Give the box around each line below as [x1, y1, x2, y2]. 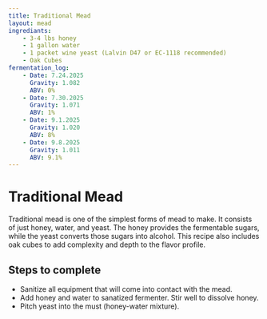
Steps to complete [8, 263, 102, 277]
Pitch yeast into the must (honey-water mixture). [19, 301, 180, 311]
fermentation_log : [8, 64, 70, 72]
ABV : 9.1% [29, 153, 62, 161]
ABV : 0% [29, 86, 56, 95]
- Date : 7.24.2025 [22, 71, 84, 79]
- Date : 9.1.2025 [22, 116, 81, 124]
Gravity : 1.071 [29, 101, 81, 109]
